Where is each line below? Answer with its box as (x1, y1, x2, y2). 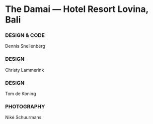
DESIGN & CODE (5, 32, 45, 39)
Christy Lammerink (5, 67, 44, 73)
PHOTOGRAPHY (5, 103, 45, 110)
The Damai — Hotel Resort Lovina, (5, 3, 149, 15)
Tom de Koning (5, 91, 36, 97)
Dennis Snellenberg (5, 43, 46, 49)
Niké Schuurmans (5, 115, 42, 121)
